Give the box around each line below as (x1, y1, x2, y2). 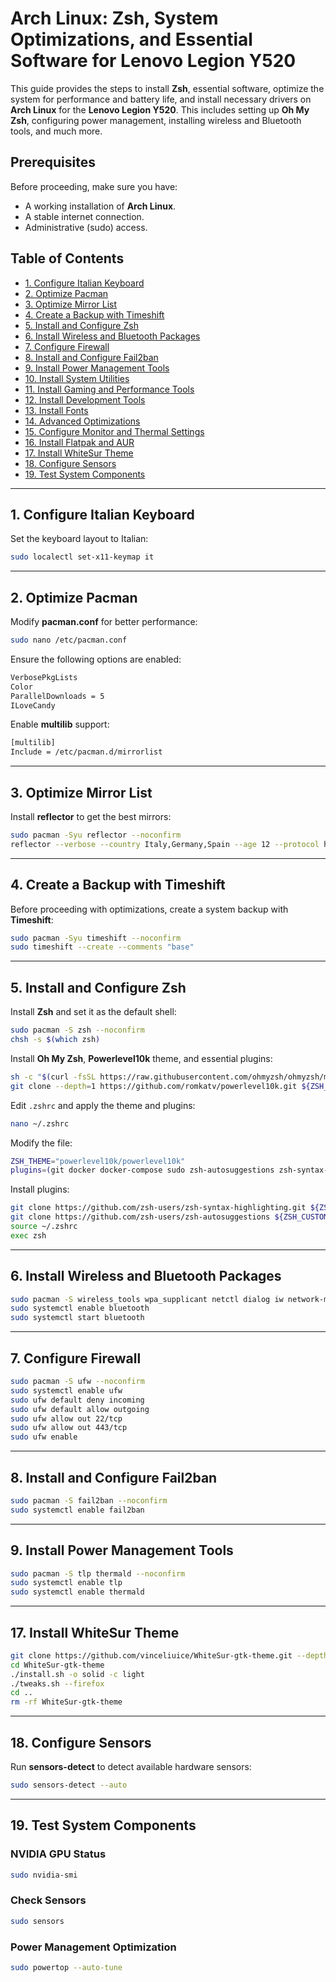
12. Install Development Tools (24, 393, 146, 406)
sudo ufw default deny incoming (10, 1395, 145, 1405)
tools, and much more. (10, 125, 103, 137)
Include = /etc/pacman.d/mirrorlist (10, 747, 163, 757)
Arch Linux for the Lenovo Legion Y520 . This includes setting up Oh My (10, 103, 310, 116)
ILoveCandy (10, 700, 56, 711)
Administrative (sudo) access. (24, 221, 148, 233)
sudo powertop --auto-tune (10, 1962, 123, 1972)
